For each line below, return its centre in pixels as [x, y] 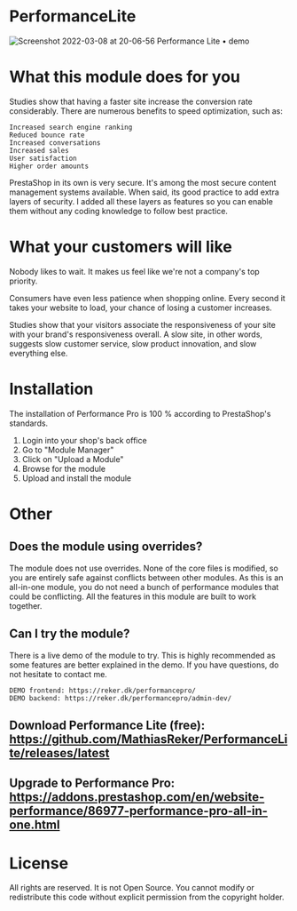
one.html [35, 825]
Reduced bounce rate [47, 135]
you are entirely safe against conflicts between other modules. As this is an [146, 577]
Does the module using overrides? [106, 547]
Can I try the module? [70, 634]
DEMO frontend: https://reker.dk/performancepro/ [103, 691]
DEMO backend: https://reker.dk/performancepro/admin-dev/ [121, 698]
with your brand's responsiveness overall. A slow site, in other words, [136, 334]
